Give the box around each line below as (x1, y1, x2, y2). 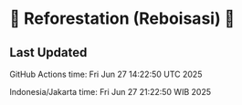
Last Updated (9, 45, 88, 60)
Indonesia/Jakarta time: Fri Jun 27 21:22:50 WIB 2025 (9, 87, 212, 97)
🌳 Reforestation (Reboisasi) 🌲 (9, 8, 236, 29)
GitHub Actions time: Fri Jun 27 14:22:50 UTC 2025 (9, 68, 203, 79)
